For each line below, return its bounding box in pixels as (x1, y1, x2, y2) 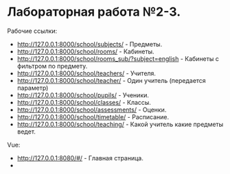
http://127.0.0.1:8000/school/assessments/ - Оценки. (16, 105, 167, 114)
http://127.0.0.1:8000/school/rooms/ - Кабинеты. (16, 47, 154, 55)
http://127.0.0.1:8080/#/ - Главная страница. (16, 153, 144, 162)
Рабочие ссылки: (7, 27, 58, 35)
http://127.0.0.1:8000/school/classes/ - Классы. (16, 98, 151, 106)
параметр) (16, 84, 49, 92)
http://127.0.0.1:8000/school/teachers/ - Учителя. (16, 69, 157, 77)
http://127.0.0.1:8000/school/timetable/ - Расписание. (16, 112, 170, 121)
